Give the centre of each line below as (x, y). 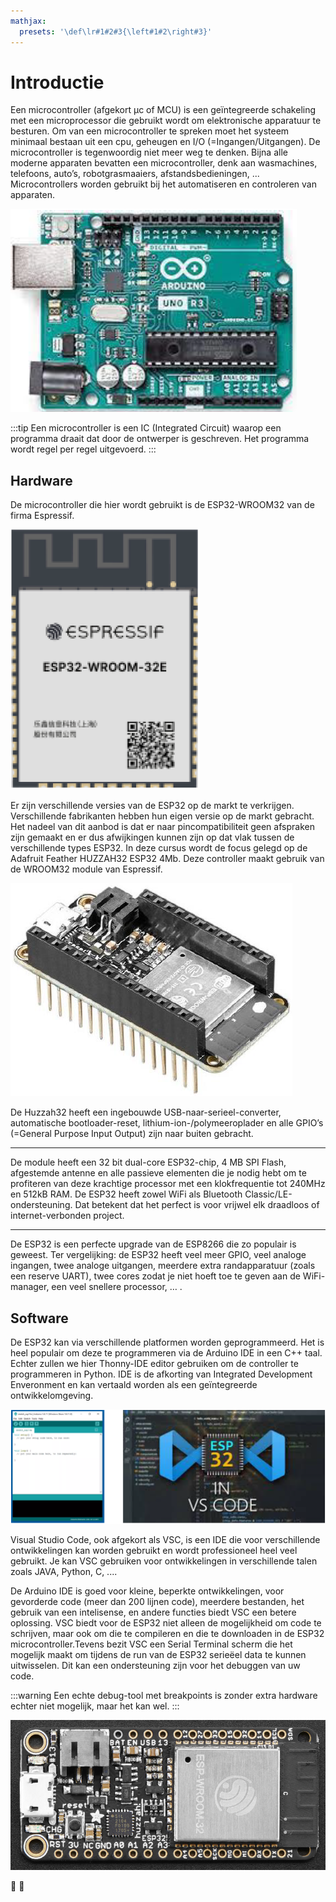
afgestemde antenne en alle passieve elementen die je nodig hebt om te (158, 1173)
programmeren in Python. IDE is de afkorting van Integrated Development (161, 1374)
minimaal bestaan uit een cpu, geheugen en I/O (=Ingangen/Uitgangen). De (165, 142)
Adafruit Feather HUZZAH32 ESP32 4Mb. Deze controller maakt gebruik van (167, 859)
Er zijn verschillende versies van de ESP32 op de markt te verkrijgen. (152, 806)
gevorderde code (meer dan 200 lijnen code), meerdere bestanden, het (157, 1601)
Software (39, 1318)
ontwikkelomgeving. (52, 1396)
